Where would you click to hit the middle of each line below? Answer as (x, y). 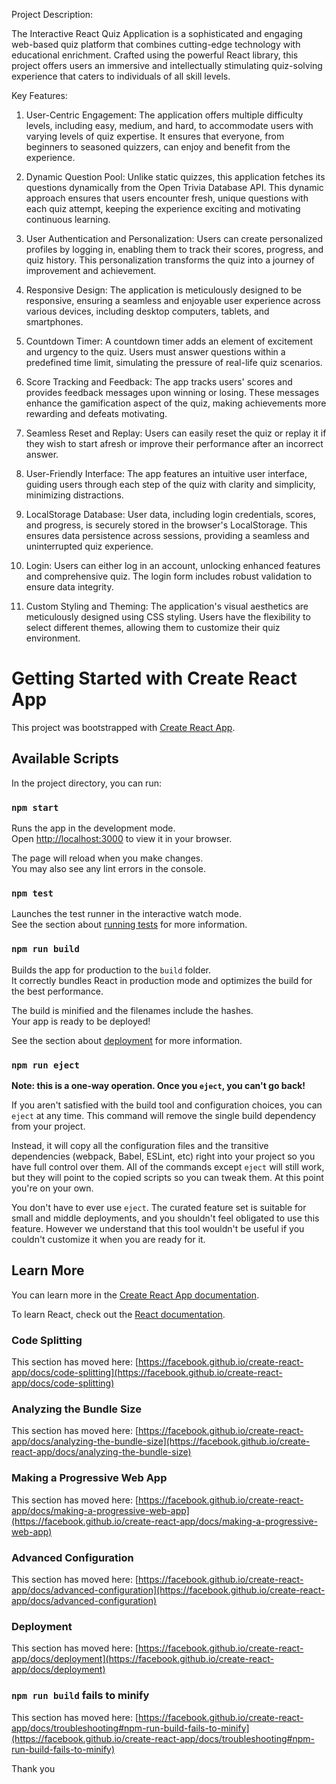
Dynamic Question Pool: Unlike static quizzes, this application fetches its (175, 177)
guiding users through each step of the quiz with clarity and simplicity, (170, 484)
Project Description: (52, 14)
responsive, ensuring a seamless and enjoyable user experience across (173, 300)
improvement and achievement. (91, 270)
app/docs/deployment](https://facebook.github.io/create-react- (142, 1659)
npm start (35, 807)
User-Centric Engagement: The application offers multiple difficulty (164, 115)
